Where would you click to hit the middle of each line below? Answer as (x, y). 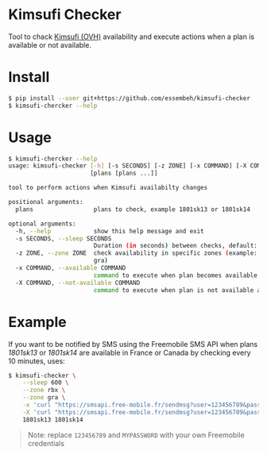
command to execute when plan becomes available (176, 275)
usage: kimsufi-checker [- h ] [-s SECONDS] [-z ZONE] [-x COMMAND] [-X (128, 166)
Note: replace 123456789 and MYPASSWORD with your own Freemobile (136, 435)
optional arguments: (43, 224)
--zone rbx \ (44, 391)
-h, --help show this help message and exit (110, 231)
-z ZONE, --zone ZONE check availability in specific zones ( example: (137, 253)
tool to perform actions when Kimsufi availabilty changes (108, 188)
